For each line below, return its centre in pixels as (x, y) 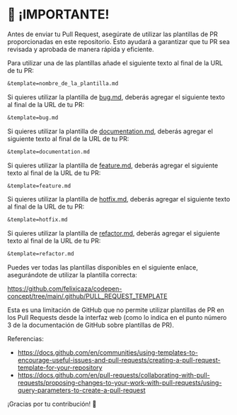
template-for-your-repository (60, 367)
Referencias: (26, 339)
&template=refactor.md (41, 254)
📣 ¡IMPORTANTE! (58, 15)
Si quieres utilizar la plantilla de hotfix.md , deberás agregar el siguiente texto (119, 199)
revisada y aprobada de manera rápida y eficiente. (81, 49)
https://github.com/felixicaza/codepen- (65, 289)
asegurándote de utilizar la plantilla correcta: (73, 275)
